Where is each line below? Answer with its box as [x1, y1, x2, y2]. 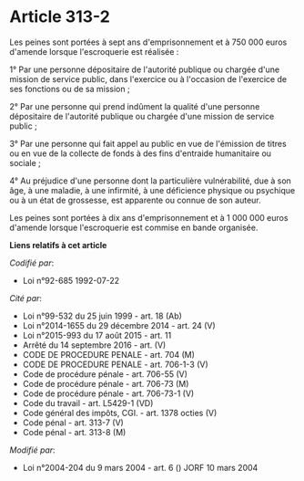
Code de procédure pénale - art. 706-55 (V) [22, 368, 188, 380]
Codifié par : [9, 257, 55, 268]
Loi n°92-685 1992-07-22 [22, 275, 120, 286]
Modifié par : [9, 444, 56, 455]
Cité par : [9, 292, 43, 303]
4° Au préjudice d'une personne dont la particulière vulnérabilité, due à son [9, 175, 291, 186]
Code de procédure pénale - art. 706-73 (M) [22, 378, 189, 389]
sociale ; [9, 157, 41, 168]
